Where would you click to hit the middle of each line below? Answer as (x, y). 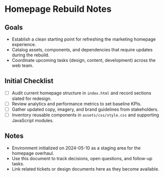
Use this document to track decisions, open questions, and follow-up (82, 158)
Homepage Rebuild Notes (58, 9)
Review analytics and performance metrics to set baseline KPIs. (77, 104)
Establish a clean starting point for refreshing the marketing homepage (84, 39)
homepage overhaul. (33, 153)
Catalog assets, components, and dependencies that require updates (82, 50)
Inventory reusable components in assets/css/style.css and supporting (85, 115)
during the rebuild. (31, 55)
